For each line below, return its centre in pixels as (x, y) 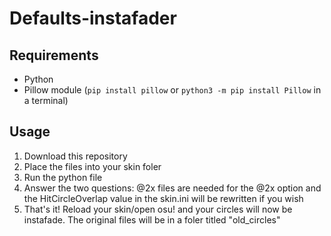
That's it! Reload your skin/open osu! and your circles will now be (158, 209)
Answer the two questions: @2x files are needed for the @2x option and (172, 188)
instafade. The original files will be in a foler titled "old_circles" (152, 219)
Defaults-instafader (93, 18)
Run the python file (63, 177)
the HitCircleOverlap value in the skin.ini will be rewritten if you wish (163, 198)
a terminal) (46, 100)
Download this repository (75, 156)
